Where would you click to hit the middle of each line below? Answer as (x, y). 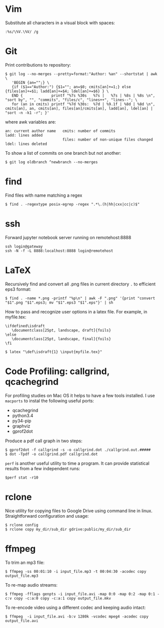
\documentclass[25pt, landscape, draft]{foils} (61, 330)
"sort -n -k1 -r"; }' (27, 113)
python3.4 (23, 416)
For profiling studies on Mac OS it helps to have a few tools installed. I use (80, 395)
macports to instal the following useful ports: (50, 401)
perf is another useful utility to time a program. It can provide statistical (77, 463)
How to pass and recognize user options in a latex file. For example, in (76, 312)
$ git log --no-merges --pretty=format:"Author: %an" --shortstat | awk (81, 74)
